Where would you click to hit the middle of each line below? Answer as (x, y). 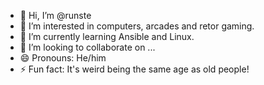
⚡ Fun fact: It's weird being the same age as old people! (134, 69)
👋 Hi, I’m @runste (55, 15)
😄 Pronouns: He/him (63, 58)
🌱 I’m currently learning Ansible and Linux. (107, 36)
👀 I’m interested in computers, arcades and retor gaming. (137, 26)
